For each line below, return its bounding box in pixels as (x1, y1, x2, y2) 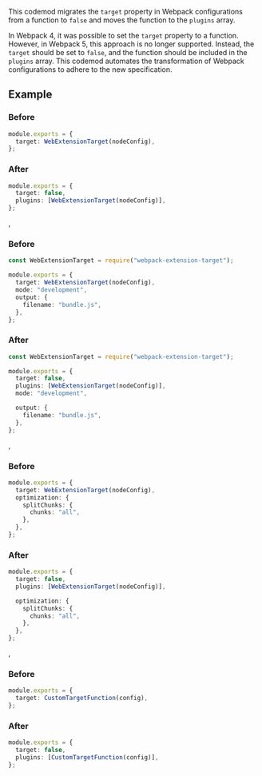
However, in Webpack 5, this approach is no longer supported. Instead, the (8, 39, 255, 49)
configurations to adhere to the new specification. (8, 65, 173, 74)
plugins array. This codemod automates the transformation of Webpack (8, 56, 245, 66)
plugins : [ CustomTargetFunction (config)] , (15, 754, 159, 762)
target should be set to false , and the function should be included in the (8, 48, 248, 57)
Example (8, 88, 53, 101)
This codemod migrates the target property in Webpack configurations (8, 7, 244, 16)
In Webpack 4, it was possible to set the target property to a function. (8, 31, 239, 40)
